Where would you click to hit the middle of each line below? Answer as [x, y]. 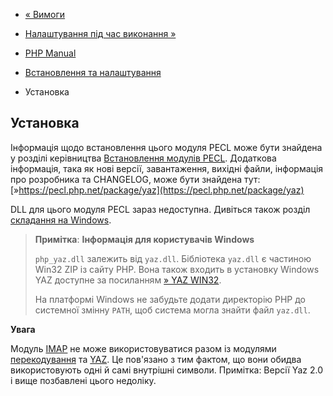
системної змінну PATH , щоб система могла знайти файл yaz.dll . [172, 310]
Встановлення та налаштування [93, 72]
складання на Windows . [61, 220]
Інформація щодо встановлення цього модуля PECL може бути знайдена [166, 147]
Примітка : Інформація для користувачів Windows [144, 239]
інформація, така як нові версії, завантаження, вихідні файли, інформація [167, 168]
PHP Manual [50, 53]
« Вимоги [45, 14]
